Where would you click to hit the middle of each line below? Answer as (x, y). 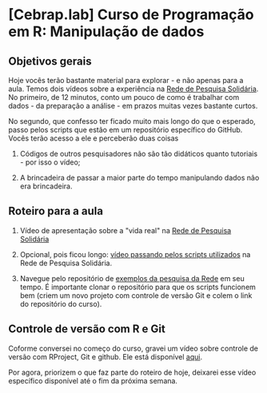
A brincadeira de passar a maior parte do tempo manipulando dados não (139, 178)
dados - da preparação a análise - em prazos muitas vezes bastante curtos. (133, 106)
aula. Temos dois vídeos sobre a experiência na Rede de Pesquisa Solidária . (133, 89)
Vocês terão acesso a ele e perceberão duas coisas (94, 138)
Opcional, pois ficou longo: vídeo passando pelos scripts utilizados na (135, 254)
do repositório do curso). (61, 304)
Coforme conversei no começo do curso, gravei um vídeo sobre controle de (133, 348)
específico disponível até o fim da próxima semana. (93, 380)
